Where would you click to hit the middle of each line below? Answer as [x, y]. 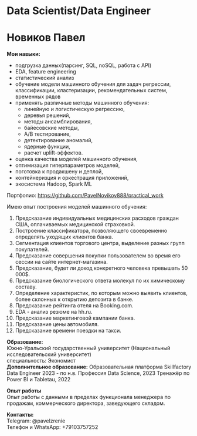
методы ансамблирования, [58, 122]
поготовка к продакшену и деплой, [59, 172]
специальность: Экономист [41, 361]
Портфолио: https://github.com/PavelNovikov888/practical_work [85, 196]
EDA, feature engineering [46, 72]
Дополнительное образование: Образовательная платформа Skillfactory [99, 367]
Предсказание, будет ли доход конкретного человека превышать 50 [101, 268]
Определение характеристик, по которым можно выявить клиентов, [101, 293]
